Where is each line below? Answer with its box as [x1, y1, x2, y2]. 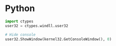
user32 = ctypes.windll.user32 [5, 23, 68, 28]
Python [5, 3, 35, 14]
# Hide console [5, 32, 36, 37]
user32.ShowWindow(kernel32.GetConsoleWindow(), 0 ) [5, 37, 112, 42]
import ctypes [5, 19, 34, 24]
